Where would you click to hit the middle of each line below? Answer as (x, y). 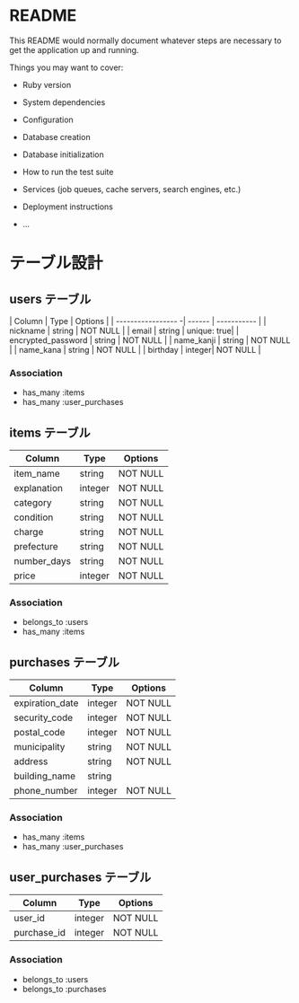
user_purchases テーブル (80, 877)
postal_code (40, 733)
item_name (37, 474)
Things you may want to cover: (66, 67)
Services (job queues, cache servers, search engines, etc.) (132, 189)
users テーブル (50, 299)
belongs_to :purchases (64, 989)
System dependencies (64, 102)
